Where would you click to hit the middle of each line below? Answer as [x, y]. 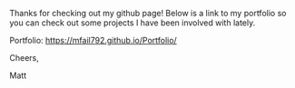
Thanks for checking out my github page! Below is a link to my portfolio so [148, 13]
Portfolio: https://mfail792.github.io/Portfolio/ [93, 40]
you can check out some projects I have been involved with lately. [133, 23]
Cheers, [24, 58]
